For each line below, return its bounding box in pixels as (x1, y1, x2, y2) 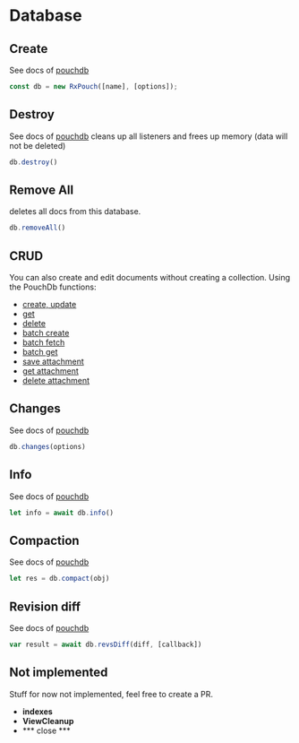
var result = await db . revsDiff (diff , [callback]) (9, 640, 202, 649)
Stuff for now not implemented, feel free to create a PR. (9, 688, 213, 699)
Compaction (9, 532, 80, 548)
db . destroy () (9, 158, 58, 167)
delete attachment (21, 376, 90, 386)
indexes (21, 705, 54, 717)
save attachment (21, 356, 85, 367)
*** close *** (21, 725, 72, 736)
